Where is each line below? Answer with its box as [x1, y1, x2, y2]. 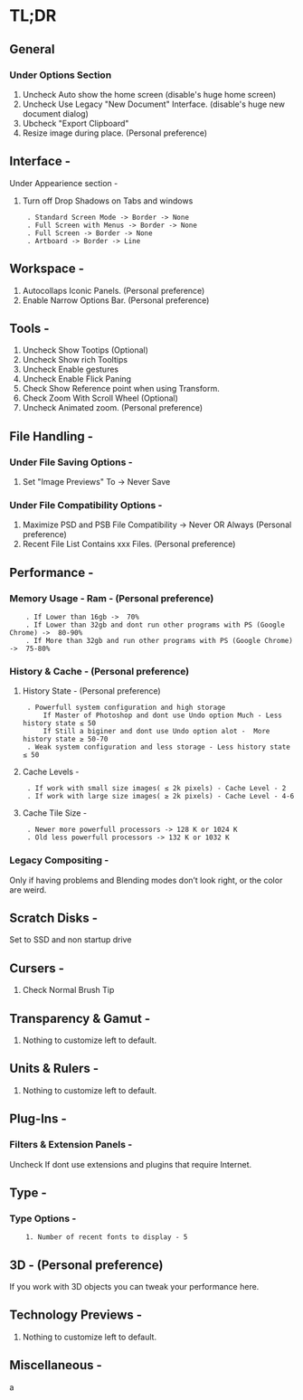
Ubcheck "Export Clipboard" [22, 118, 129, 128]
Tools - [9, 320, 50, 336]
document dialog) [22, 108, 89, 118]
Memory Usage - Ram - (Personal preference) [9, 591, 214, 604]
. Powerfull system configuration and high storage [26, 703, 226, 713]
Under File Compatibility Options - [9, 498, 163, 511]
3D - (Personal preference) [9, 1257, 164, 1272]
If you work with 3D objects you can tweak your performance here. [9, 1282, 260, 1292]
